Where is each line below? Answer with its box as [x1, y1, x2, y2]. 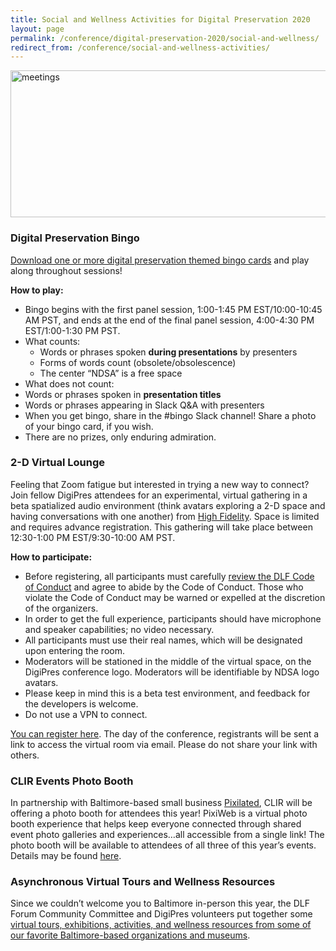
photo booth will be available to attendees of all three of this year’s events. [10, 839, 317, 851]
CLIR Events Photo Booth [10, 774, 134, 788]
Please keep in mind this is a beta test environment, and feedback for [24, 687, 311, 699]
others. [10, 749, 40, 761]
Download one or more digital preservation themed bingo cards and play [10, 254, 310, 266]
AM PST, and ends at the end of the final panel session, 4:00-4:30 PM [24, 314, 315, 326]
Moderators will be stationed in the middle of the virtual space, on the [24, 655, 312, 667]
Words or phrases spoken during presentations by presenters [39, 346, 298, 358]
